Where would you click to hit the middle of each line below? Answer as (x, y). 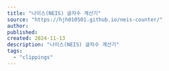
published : (22, 32)
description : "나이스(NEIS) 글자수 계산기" (63, 45)
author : (18, 26)
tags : (15, 51)
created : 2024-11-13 (36, 39)
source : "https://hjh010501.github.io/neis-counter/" (85, 20)
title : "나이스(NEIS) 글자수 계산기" (54, 13)
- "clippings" (33, 57)
